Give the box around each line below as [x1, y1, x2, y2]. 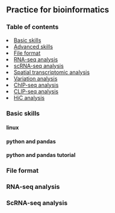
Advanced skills [14, 43, 53, 50]
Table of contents [6, 23, 59, 31]
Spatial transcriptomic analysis [14, 69, 90, 76]
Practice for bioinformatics [6, 5, 110, 15]
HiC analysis [14, 94, 45, 101]
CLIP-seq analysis [14, 87, 59, 95]
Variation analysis [14, 75, 58, 82]
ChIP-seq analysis [14, 81, 59, 88]
